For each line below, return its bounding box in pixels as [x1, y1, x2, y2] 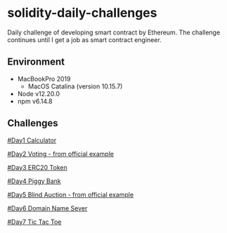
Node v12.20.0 [17, 89, 60, 98]
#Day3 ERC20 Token [7, 163, 68, 171]
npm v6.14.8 [17, 97, 53, 105]
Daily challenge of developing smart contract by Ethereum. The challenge [7, 28, 221, 36]
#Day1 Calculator [7, 135, 57, 145]
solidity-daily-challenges [7, 5, 157, 21]
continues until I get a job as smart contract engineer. [7, 35, 162, 44]
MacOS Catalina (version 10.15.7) [27, 82, 123, 91]
